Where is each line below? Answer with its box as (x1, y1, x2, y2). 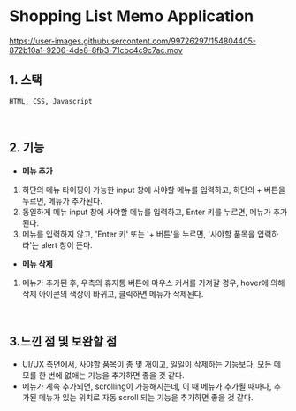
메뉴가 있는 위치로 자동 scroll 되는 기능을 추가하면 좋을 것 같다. (38, 392, 254, 403)
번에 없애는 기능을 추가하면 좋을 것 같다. (48, 370, 185, 381)
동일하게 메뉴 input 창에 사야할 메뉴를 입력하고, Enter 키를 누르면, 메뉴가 (21, 206, 271, 217)
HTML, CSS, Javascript (9, 97, 93, 105)
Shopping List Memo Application (9, 6, 254, 27)
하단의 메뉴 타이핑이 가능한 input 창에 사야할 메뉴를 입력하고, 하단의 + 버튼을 (21, 184, 285, 195)
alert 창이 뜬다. (41, 239, 93, 250)
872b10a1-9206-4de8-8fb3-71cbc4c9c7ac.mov (9, 44, 183, 55)
